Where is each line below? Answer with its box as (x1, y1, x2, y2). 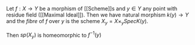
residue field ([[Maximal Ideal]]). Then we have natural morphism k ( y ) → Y (6, 11, 189, 18)
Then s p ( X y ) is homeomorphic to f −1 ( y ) (6, 30, 102, 40)
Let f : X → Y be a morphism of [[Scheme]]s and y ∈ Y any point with (6, 5, 178, 12)
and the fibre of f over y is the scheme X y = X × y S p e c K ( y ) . (6, 18, 148, 26)
